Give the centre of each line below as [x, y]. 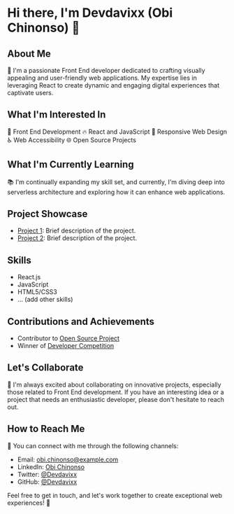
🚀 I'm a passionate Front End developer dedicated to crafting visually [106, 70]
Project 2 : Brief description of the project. [77, 238]
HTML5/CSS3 [37, 292]
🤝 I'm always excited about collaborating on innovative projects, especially [114, 384]
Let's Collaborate [45, 368]
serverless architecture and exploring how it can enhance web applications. [116, 192]
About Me [29, 54]
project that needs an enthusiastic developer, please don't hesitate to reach [116, 399]
